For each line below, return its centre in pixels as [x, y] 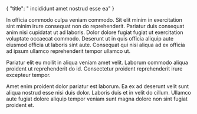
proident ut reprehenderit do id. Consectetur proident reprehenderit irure [94, 69]
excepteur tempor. [29, 75]
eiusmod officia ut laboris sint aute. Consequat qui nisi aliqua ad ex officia [96, 45]
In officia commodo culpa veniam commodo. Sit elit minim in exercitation [94, 20]
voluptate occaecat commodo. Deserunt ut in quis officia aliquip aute [90, 38]
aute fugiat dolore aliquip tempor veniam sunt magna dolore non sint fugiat [97, 99]
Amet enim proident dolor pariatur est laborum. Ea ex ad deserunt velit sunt [98, 86]
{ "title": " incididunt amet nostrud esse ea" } [60, 9]
